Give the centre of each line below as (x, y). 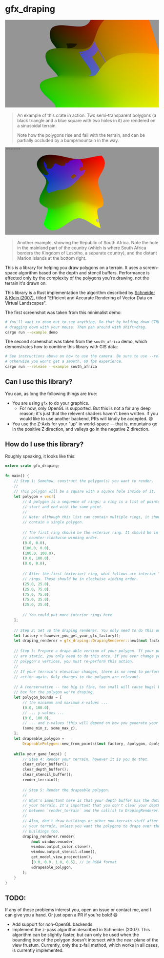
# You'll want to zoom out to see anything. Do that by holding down (77, 322)
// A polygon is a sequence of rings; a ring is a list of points (92, 501)
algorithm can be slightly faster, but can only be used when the (75, 935)
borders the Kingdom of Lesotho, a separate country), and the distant (87, 253)
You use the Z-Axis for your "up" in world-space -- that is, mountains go (85, 424)
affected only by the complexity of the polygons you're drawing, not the (77, 278)
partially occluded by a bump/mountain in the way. (68, 140)
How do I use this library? (44, 445)
